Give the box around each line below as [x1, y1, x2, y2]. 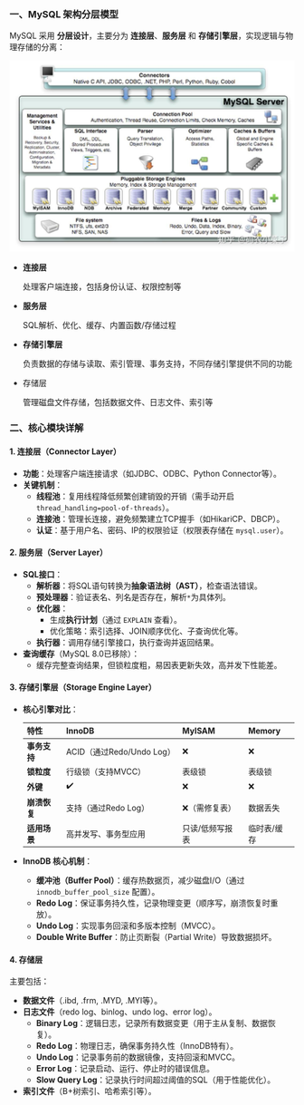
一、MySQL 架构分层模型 [9, 7, 119, 20]
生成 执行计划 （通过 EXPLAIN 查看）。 [49, 614, 183, 625]
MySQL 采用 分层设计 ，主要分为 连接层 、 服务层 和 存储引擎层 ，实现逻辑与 [9, 30, 286, 42]
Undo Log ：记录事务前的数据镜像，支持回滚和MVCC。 [35, 1052, 240, 1062]
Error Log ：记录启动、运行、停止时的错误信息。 [35, 1063, 215, 1074]
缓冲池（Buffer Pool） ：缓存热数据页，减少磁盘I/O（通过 [35, 875, 245, 886]
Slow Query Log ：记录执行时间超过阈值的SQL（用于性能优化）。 [35, 1074, 276, 1085]
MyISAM [182, 725, 215, 736]
